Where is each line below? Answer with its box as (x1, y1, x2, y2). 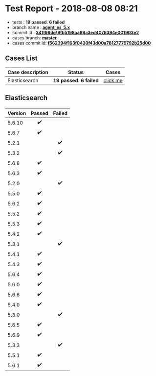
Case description (7, 69, 48, 75)
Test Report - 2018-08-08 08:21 (5, 3, 138, 14)
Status (68, 69, 84, 75)
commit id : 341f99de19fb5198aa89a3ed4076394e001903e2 (12, 29, 139, 35)
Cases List (5, 54, 38, 63)
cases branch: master (12, 35, 57, 41)
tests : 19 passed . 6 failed (12, 19, 65, 25)
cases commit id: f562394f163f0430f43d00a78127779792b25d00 (12, 40, 151, 46)
